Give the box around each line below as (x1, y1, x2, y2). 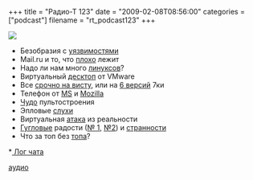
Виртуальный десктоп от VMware (19, 72, 135, 81)
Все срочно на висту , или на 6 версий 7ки (19, 80, 165, 89)
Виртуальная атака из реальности (19, 114, 138, 124)
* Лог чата (8, 147, 44, 156)
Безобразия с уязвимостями (19, 46, 119, 55)
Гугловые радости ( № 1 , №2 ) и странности (19, 123, 167, 132)
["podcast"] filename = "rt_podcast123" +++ (8, 15, 156, 25)
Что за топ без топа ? (19, 132, 91, 141)
